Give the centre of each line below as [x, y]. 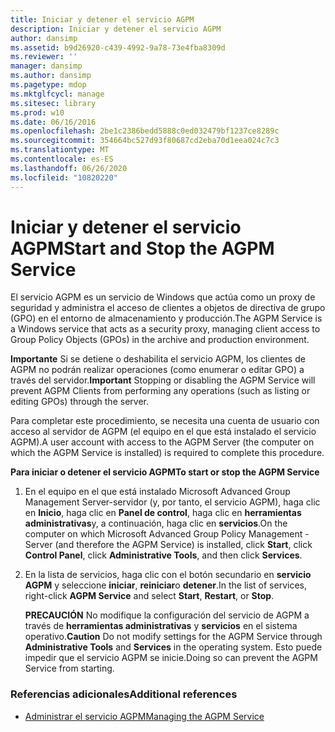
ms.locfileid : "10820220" [64, 177]
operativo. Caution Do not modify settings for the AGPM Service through [173, 637]
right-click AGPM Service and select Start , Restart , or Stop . [149, 596]
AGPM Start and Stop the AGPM [142, 248]
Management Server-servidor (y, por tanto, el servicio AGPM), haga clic [172, 502]
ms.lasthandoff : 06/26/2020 [69, 168]
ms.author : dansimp [51, 76]
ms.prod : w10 [37, 112]
